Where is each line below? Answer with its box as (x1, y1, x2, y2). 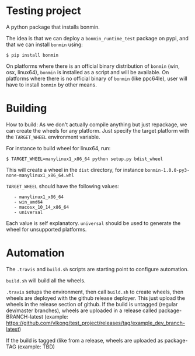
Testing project (6, 4, 81, 18)
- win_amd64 (13, 199, 43, 205)
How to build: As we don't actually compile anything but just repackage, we (6, 121, 187, 128)
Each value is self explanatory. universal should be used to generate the (6, 219, 181, 226)
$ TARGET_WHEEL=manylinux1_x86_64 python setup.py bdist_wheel (6, 156, 163, 162)
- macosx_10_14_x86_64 (13, 204, 69, 210)
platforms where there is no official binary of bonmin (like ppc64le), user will (6, 75, 188, 82)
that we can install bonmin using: (6, 41, 83, 48)
